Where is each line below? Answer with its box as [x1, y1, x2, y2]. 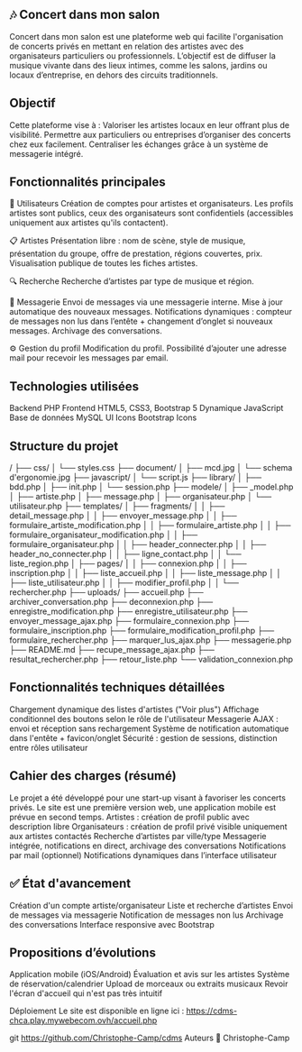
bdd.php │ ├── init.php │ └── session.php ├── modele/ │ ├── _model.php [9, 481, 294, 492]
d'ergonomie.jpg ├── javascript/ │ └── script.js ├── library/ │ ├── [9, 472, 262, 483]
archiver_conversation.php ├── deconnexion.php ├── [9, 597, 214, 608]
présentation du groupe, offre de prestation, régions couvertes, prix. [9, 248, 263, 260]
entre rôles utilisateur [9, 742, 88, 753]
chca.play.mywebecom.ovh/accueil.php [9, 1015, 158, 1026]
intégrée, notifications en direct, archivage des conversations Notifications [9, 840, 287, 851]
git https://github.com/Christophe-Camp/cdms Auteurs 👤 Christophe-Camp [9, 1032, 290, 1044]
